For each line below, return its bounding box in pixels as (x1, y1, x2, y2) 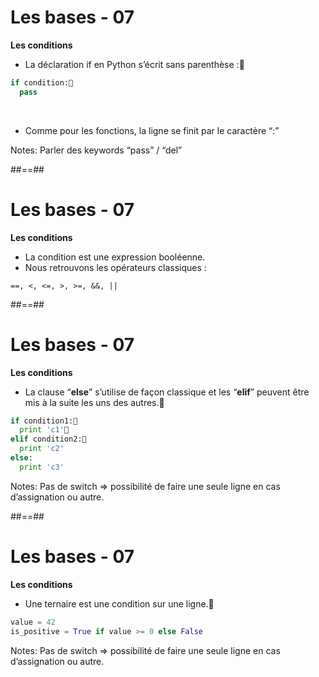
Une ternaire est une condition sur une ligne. (24, 597, 209, 610)
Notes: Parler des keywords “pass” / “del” (10, 144, 183, 156)
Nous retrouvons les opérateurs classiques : (24, 261, 207, 273)
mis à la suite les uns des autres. (24, 396, 160, 408)
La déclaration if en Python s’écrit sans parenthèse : (24, 58, 240, 70)
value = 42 (10, 617, 56, 627)
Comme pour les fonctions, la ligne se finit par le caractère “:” (24, 124, 280, 136)
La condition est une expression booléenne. (24, 251, 206, 263)
